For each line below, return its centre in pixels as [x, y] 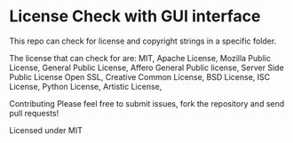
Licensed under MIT [46, 130]
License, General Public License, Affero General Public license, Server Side [146, 68]
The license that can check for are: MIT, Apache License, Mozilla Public [140, 58]
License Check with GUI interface [135, 16]
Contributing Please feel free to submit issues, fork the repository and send [147, 103]
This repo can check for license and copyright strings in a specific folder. [143, 41]
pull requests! [34, 113]
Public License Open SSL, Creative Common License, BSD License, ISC [140, 76]
